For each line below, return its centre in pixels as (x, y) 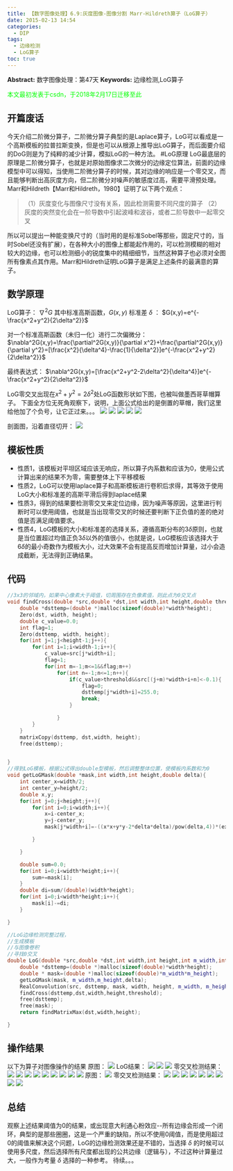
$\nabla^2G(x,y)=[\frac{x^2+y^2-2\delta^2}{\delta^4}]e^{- (128, 372)
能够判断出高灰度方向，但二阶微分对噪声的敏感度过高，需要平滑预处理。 (116, 180)
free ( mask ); (37, 1006)
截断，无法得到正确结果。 (60, 555)
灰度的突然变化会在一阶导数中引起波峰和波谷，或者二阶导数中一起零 (121, 212)
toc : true (21, 59)
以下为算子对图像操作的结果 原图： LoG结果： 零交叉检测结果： (115, 1066)
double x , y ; (37, 794)
